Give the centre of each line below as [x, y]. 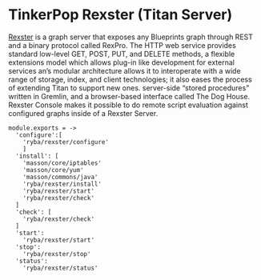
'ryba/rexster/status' [60, 268]
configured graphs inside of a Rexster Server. [83, 113]
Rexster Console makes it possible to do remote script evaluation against [128, 105]
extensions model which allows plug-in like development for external [121, 62]
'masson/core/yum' [53, 170]
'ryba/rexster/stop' [57, 254]
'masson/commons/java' [60, 177]
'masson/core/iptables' [62, 163]
